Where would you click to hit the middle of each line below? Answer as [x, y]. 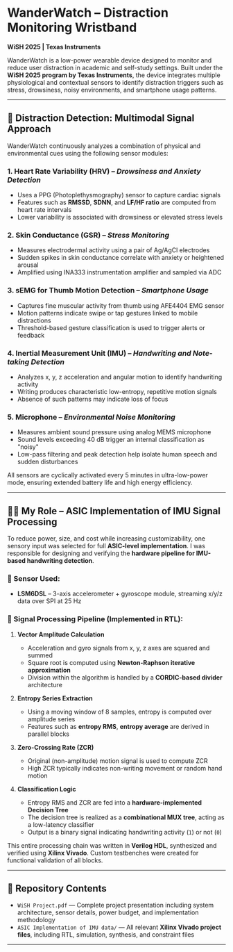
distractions [34, 320]
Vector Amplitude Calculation [61, 634]
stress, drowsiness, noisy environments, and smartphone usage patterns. [112, 90]
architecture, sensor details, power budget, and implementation [108, 912]
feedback [31, 335]
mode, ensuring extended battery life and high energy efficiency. [100, 483]
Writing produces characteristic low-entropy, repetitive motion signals [117, 391]
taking [18, 361]
